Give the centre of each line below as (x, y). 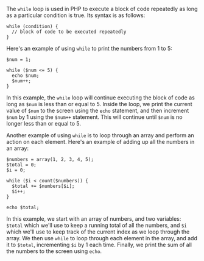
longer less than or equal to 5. (44, 123)
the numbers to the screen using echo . (54, 251)
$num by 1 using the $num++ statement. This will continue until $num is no (94, 117)
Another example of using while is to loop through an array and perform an (100, 135)
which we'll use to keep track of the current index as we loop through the (98, 232)
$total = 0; (21, 165)
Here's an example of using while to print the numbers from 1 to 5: (89, 48)
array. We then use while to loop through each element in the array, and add (102, 238)
